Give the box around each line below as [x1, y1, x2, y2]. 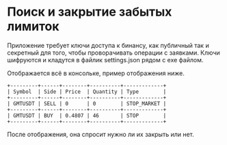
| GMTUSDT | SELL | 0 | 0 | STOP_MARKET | [7, 100, 167, 107]
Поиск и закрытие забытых [7, 4, 172, 20]
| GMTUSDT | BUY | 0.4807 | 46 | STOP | [7, 112, 167, 119]
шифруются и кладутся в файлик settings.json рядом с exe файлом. [7, 55, 204, 64]
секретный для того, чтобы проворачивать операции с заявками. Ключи [7, 49, 220, 57]
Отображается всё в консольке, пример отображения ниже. [7, 69, 185, 77]
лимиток [7, 18, 59, 34]
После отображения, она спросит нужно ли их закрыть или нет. [7, 130, 195, 138]
